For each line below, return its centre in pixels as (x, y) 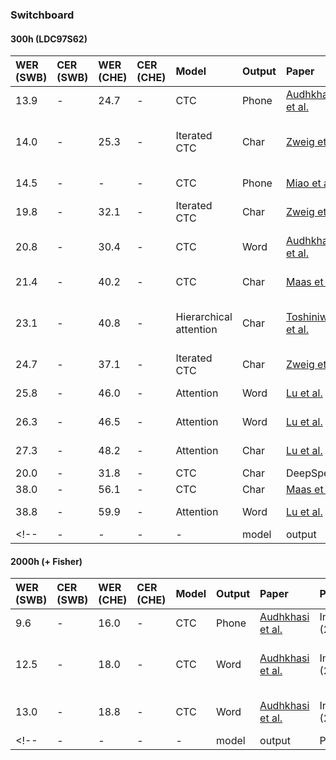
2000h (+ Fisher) (46, 561)
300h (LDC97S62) (49, 39)
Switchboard (42, 15)
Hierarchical (204, 317)
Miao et (303, 183)
